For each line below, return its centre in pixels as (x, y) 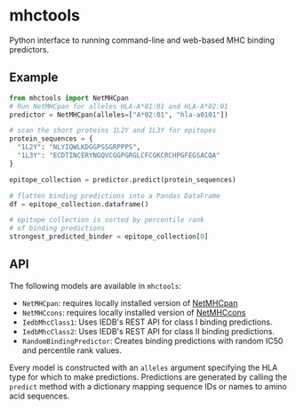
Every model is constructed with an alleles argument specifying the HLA (144, 367)
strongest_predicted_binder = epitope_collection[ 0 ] (109, 237)
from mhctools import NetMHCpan (69, 98)
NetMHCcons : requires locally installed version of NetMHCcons (134, 312)
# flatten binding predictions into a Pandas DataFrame (115, 196)
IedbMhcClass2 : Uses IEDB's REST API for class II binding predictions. (148, 331)
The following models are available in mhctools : (96, 285)
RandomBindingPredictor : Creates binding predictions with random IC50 (152, 341)
